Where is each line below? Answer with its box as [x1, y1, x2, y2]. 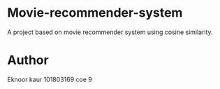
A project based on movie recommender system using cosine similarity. [7, 28, 213, 36]
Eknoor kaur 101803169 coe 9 [7, 75, 92, 83]
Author [7, 52, 49, 68]
